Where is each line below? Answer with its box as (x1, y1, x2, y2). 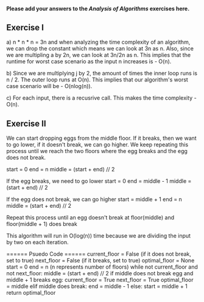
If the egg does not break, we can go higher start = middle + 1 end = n (6, 196, 183, 203)
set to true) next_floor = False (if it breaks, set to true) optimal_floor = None (6, 257, 195, 264)
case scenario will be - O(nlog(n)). (6, 83, 93, 90)
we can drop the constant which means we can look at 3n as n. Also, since (6, 45, 194, 52)
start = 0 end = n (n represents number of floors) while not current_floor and (6, 263, 198, 270)
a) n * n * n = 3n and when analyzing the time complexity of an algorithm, (6, 38, 191, 46)
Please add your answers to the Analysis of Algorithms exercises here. (6, 5, 190, 12)
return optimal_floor (6, 289, 56, 297)
